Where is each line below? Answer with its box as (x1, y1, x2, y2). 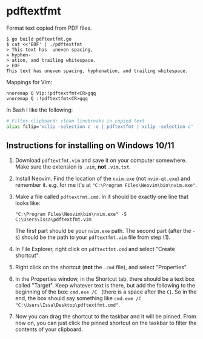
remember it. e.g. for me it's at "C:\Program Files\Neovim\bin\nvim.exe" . (15, 181, 198, 189)
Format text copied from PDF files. (6, 24, 92, 32)
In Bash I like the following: (6, 106, 73, 113)
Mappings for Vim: (6, 78, 53, 86)
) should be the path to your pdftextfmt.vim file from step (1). (18, 233, 171, 241)
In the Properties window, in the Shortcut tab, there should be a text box (15, 275, 195, 283)
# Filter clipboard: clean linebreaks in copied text (6, 118, 145, 124)
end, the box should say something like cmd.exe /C (15, 294, 142, 301)
